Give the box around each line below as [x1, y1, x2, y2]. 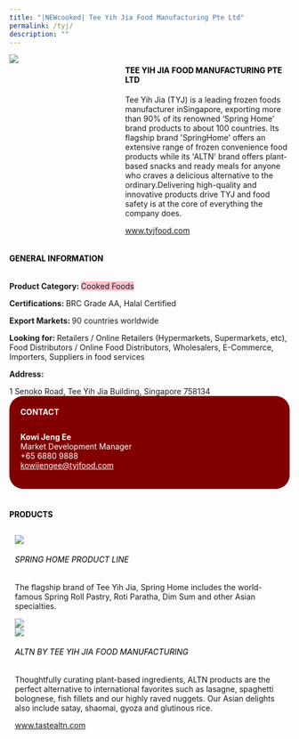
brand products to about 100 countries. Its [125, 122, 279, 134]
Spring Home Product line [14, 554, 129, 565]
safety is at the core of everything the [125, 198, 263, 209]
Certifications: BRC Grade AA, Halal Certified [9, 297, 176, 308]
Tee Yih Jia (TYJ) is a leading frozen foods [125, 94, 281, 105]
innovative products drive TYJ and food [125, 189, 271, 199]
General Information [9, 253, 104, 264]
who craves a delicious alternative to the [125, 170, 274, 181]
